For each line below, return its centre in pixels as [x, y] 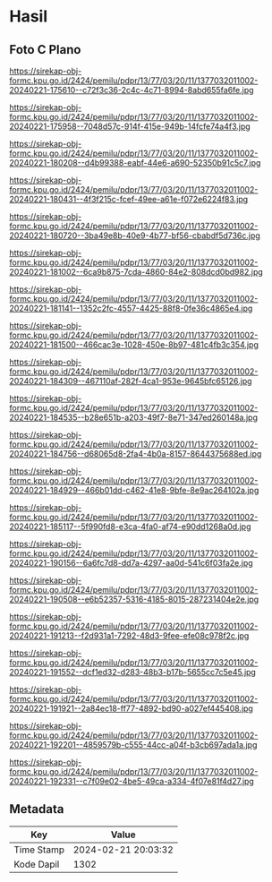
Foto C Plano [45, 50]
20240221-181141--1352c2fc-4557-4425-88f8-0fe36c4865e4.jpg [131, 308]
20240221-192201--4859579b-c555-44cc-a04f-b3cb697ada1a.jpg [133, 745]
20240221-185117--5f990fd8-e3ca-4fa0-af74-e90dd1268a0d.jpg [131, 527]
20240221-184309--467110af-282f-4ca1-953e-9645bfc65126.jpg [131, 381]
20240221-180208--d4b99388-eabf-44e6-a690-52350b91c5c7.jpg [135, 163]
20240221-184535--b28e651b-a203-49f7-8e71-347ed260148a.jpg [133, 417]
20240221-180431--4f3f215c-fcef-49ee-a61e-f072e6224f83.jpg [129, 199]
